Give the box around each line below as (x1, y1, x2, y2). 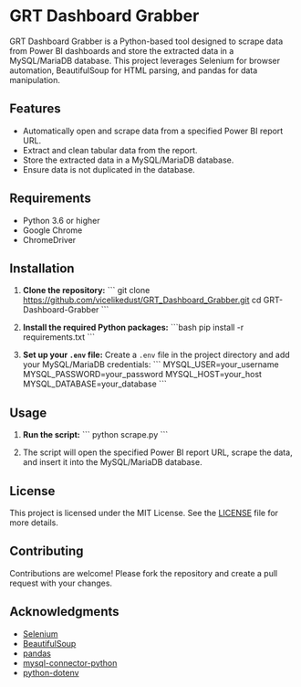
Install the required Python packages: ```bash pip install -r (22, 322, 244, 333)
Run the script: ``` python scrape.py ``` (22, 429, 169, 440)
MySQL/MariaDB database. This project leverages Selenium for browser (9, 55, 281, 66)
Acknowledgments (9, 604, 120, 619)
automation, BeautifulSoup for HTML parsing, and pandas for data (9, 65, 258, 76)
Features (9, 101, 61, 117)
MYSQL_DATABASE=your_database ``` (22, 378, 167, 389)
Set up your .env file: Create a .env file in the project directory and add (22, 349, 290, 361)
